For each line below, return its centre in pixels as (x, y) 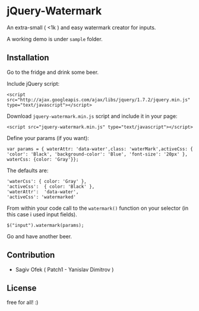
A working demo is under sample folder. (55, 39)
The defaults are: (28, 170)
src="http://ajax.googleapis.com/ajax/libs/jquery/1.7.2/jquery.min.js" (99, 99)
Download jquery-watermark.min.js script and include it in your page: (92, 116)
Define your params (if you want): (48, 138)
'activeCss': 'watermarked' (42, 197)
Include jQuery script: (33, 83)
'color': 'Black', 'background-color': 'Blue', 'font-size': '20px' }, (97, 154)
